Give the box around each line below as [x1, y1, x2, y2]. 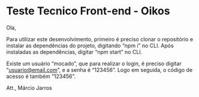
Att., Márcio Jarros [6, 84, 52, 91]
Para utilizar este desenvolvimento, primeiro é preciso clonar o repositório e [6, 35, 194, 43]
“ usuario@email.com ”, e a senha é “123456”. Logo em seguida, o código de [6, 66, 193, 73]
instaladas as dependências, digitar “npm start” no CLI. [6, 48, 143, 55]
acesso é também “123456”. [6, 72, 76, 80]
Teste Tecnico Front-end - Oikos [6, 4, 170, 18]
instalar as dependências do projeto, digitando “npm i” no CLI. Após [6, 42, 174, 49]
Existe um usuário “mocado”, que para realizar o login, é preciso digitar [6, 60, 182, 67]
